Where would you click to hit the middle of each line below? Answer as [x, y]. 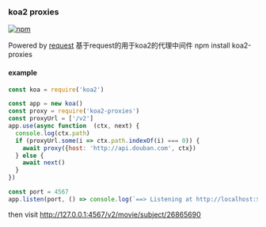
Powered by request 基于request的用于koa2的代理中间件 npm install [120, 45]
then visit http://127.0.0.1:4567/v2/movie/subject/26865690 [104, 214]
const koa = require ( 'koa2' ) [56, 90]
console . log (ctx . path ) [53, 133]
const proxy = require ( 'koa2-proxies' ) [74, 111]
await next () [44, 163]
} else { [30, 156]
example [23, 72]
